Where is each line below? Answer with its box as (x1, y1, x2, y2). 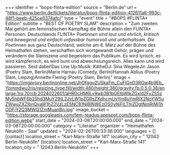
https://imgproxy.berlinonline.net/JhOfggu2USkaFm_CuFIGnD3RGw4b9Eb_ (7, 80, 164, 86)
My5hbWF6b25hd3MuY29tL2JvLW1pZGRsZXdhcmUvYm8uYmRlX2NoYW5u (5, 96, 164, 102)
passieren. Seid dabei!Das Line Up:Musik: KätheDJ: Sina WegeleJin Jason (5, 63, 160, 69)
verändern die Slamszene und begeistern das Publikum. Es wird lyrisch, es (5, 53, 161, 59)
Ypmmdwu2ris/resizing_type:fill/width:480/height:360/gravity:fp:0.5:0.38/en (5, 85, 165, 91)
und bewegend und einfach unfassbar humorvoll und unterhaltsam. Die (5, 36, 155, 43)
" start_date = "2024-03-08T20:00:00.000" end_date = (32, 118, 148, 123)
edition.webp (5, 118, 33, 123)
